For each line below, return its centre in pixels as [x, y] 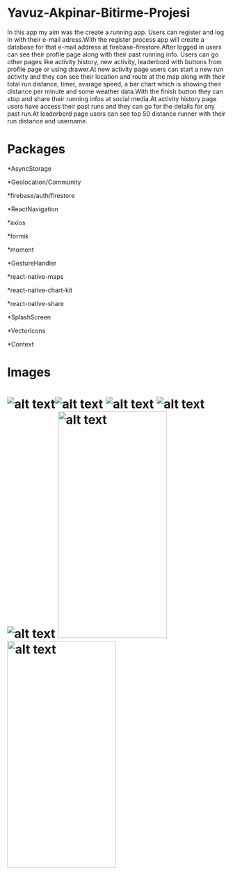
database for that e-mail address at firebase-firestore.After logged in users [114, 47]
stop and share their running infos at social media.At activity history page [112, 98]
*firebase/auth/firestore [41, 195]
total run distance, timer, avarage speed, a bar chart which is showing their [114, 84]
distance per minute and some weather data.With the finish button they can [115, 91]
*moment [21, 250]
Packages [37, 150]
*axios [16, 222]
